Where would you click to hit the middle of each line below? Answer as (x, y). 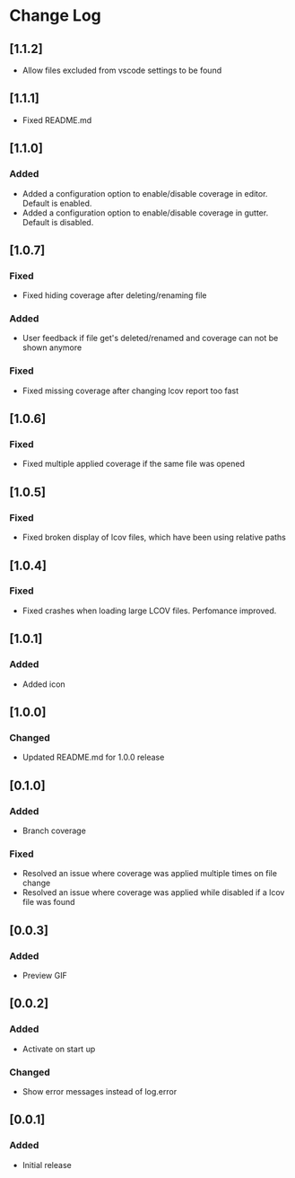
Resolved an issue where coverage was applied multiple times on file (150, 874)
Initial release (47, 1165)
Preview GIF (44, 975)
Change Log (55, 16)
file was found (48, 902)
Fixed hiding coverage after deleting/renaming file (115, 295)
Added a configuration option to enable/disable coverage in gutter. (145, 213)
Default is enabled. (57, 203)
